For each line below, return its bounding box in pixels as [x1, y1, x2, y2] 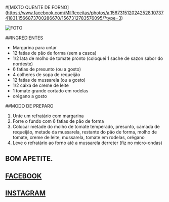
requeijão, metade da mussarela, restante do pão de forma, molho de [12, 129, 157, 135]
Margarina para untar [12, 45, 57, 50]
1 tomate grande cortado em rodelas [12, 88, 89, 93]
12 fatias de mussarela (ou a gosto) [12, 77, 86, 83]
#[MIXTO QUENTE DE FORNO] [5, 5, 69, 10]
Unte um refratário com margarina [12, 113, 84, 119]
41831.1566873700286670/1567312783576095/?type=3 [5, 15, 121, 21]
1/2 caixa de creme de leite [12, 82, 69, 88]
